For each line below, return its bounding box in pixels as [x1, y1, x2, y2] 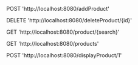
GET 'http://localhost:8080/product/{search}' [6, 28, 120, 36]
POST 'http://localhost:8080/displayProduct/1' [6, 52, 122, 59]
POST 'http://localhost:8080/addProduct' [6, 5, 109, 12]
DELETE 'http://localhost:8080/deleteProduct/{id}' [6, 17, 133, 23]
